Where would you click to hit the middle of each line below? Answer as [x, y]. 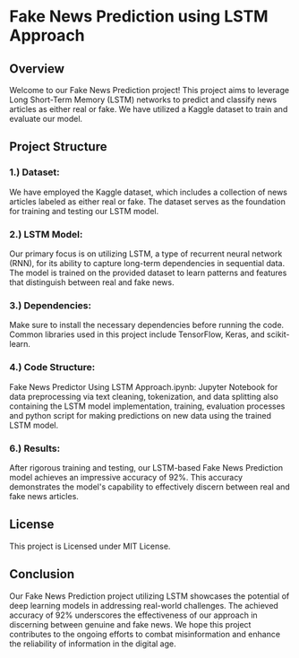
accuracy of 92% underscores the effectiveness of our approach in [133, 615]
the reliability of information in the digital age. [93, 644]
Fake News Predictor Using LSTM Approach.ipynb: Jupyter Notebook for [144, 386]
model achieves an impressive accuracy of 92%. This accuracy [126, 477]
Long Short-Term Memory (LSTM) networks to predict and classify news [143, 100]
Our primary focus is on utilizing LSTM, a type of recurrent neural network [146, 254]
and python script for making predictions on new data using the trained [140, 415]
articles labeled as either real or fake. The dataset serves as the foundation [148, 201]
